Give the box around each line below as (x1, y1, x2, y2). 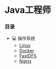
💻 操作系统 (11, 35, 36, 41)
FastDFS (19, 53, 37, 59)
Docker (19, 48, 34, 54)
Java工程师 (4, 4, 51, 16)
